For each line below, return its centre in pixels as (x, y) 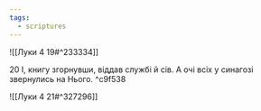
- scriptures (42, 26)
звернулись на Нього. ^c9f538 (68, 79)
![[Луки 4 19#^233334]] (54, 51)
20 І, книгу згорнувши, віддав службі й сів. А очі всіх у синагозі (131, 69)
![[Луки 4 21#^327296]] (54, 97)
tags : (19, 18)
